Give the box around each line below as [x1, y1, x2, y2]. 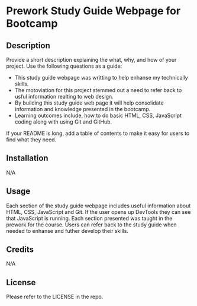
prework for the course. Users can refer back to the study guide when [6, 221, 177, 228]
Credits [6, 245, 34, 255]
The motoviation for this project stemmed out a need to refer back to [14, 87, 182, 93]
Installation [6, 153, 49, 163]
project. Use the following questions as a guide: [6, 62, 122, 70]
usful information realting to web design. [14, 93, 114, 100]
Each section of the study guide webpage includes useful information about [6, 202, 191, 209]
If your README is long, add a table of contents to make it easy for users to [6, 130, 190, 137]
